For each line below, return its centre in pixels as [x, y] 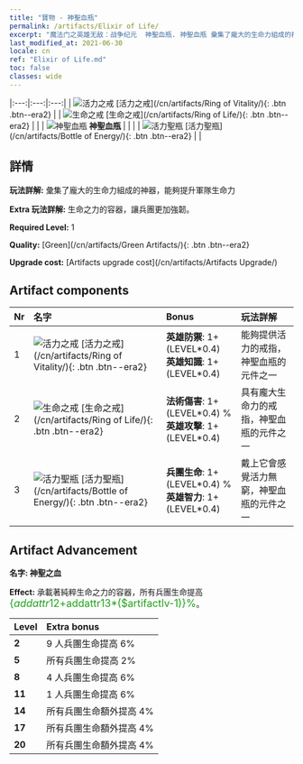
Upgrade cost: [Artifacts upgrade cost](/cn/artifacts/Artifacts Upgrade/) [143, 262]
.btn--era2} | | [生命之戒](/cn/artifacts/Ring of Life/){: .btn [137, 115]
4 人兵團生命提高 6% [91, 677]
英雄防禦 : [185, 337]
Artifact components [69, 290]
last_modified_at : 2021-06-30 [66, 43]
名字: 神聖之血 [35, 573]
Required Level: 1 [42, 227]
